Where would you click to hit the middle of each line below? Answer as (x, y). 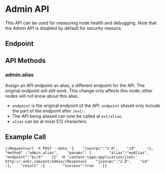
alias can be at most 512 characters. (50, 121)
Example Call (25, 137)
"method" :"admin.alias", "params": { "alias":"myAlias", (77, 153)
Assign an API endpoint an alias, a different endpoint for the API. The (75, 86)
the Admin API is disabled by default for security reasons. (64, 28)
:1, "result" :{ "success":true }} (56, 166)
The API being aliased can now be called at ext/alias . (67, 116)
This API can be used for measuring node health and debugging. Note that (81, 23)
